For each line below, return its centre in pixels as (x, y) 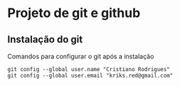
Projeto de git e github (74, 13)
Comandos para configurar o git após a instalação (81, 56)
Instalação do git (45, 39)
